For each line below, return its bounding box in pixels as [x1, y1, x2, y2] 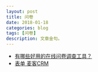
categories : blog [6, 25, 49, 31]
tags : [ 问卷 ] [6, 30, 36, 36]
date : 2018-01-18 [6, 19, 49, 25]
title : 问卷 [6, 14, 33, 20]
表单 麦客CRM [14, 60, 49, 67]
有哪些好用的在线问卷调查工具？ [14, 53, 92, 59]
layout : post [6, 8, 38, 15]
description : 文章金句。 [6, 36, 63, 42]
